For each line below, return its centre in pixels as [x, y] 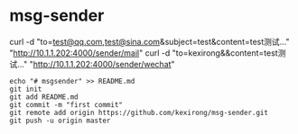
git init [26, 89]
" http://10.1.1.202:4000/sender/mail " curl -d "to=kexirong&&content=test [144, 53]
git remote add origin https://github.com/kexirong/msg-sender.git [139, 112]
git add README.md [44, 97]
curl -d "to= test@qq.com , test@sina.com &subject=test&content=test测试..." [150, 41]
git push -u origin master [60, 121]
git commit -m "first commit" [66, 104]
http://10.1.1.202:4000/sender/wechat [102, 64]
